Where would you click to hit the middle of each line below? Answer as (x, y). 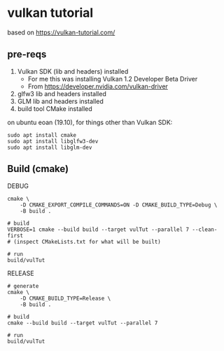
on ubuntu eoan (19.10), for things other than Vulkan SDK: (90, 122)
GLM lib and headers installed (60, 101)
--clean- (205, 230)
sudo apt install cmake (42, 135)
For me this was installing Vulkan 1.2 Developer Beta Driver (113, 79)
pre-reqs (27, 54)
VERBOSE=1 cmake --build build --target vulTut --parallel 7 (98, 230)
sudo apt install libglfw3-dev (53, 141)
